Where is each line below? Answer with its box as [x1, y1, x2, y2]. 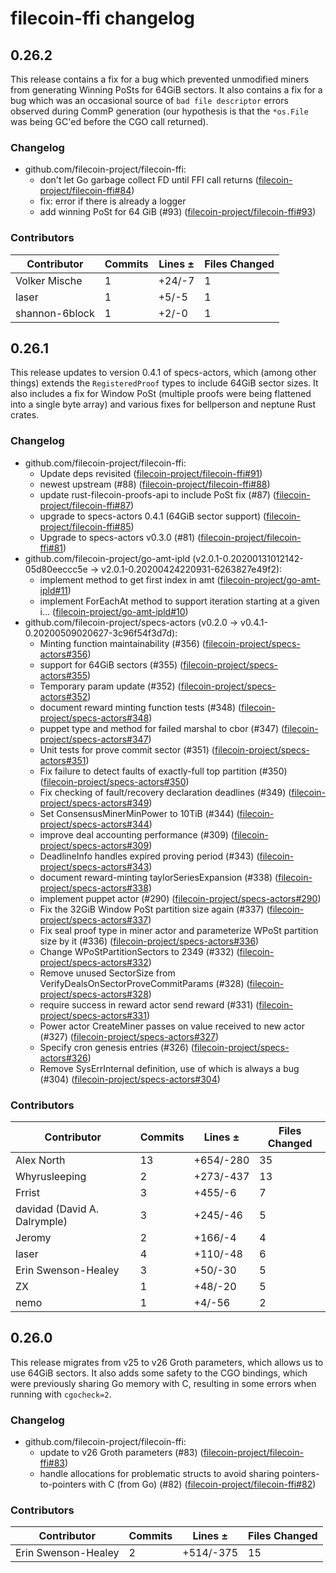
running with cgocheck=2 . [10, 1388, 112, 1400]
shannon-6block [15, 306, 95, 320]
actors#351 [39, 754, 87, 766]
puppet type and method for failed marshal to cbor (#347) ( [39, 722, 285, 734]
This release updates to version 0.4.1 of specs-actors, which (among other [10, 367, 317, 379]
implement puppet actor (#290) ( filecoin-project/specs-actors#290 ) [39, 892, 322, 904]
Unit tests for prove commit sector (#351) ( [39, 743, 215, 756]
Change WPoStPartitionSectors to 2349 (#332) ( [39, 945, 240, 957]
